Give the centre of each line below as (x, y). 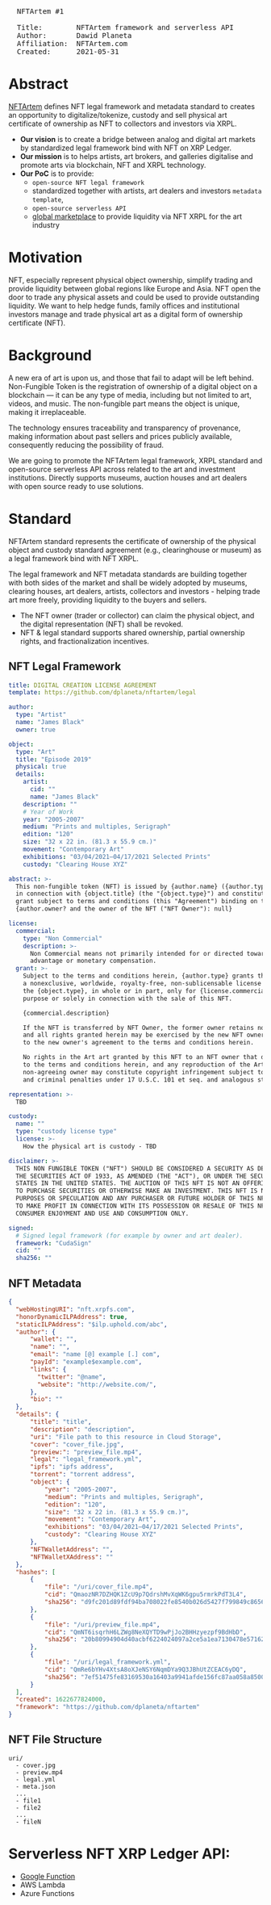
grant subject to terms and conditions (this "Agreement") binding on (137, 902)
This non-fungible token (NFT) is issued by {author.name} (117, 886)
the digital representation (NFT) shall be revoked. (102, 624)
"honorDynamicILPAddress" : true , (72, 1317)
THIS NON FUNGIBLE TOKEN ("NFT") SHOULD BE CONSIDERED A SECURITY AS (135, 1168)
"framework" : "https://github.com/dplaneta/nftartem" (108, 1707)
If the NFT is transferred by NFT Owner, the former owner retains (138, 1028)
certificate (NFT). (37, 323)
